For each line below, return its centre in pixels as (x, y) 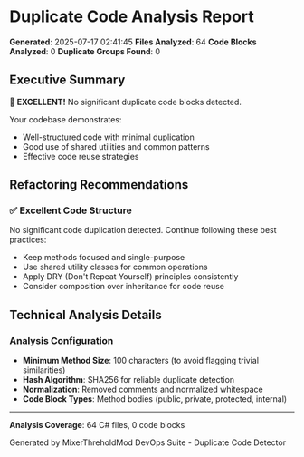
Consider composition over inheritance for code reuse (123, 287)
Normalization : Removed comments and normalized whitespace (143, 389)
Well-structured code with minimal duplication (108, 137)
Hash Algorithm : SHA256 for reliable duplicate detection (128, 380)
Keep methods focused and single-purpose (104, 258)
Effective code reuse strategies (81, 156)
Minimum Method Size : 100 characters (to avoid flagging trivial (141, 361)
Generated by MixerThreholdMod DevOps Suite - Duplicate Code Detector (148, 442)
